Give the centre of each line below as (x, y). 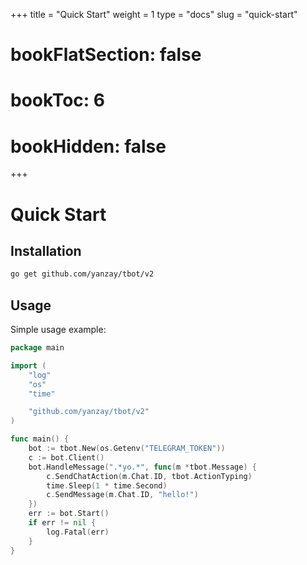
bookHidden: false (88, 146)
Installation (46, 250)
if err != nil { (62, 523)
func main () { (40, 439)
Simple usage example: (58, 329)
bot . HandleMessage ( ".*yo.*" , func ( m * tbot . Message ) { (142, 467)
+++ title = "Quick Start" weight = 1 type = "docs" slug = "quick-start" (154, 14)
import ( (28, 365)
